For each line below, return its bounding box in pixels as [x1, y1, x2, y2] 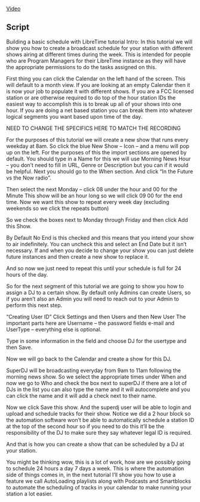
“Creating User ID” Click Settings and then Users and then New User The [6, 313, 186, 320]
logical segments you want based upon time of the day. [6, 113, 143, 120]
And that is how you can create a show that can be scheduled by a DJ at [6, 441, 184, 448]
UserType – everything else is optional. [6, 326, 101, 333]
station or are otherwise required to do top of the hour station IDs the [6, 94, 176, 101]
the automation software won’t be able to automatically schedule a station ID [6, 416, 195, 423]
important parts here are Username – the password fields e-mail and [6, 319, 175, 327]
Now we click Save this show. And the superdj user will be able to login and [6, 404, 192, 411]
